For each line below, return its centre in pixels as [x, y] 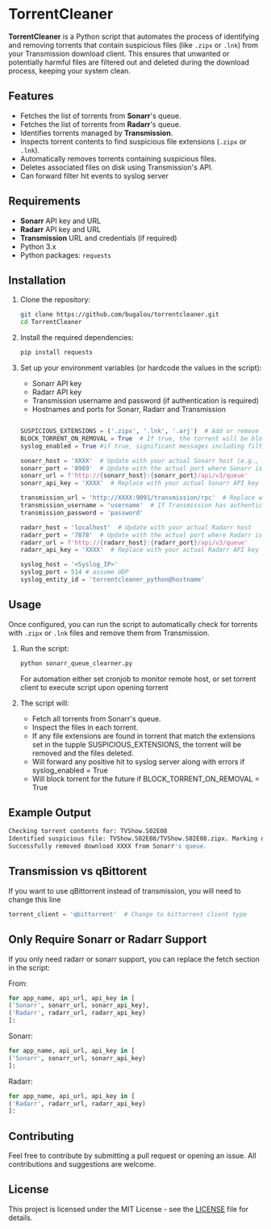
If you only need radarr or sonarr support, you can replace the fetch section [134, 959]
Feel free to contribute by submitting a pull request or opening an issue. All [132, 1155]
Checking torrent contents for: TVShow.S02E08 [88, 831]
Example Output [50, 812]
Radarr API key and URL [60, 229]
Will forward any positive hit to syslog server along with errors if [138, 761]
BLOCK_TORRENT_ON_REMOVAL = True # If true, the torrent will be [134, 438]
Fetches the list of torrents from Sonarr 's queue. [100, 116]
